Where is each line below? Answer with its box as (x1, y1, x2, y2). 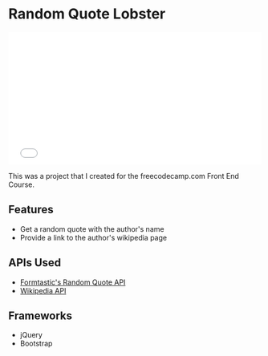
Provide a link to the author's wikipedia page (19, 233, 167, 242)
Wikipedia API (19, 285, 67, 295)
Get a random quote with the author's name (19, 224, 164, 233)
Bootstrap (19, 338, 53, 349)
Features (8, 203, 54, 216)
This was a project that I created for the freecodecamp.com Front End (8, 171, 239, 180)
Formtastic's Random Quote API (19, 277, 126, 287)
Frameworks (8, 309, 73, 322)
